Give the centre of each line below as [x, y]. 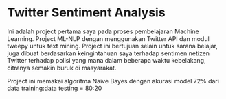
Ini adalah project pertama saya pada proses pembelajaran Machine [103, 31]
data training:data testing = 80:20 [55, 88]
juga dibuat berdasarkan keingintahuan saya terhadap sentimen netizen [109, 53]
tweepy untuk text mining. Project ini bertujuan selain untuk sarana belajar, [113, 46]
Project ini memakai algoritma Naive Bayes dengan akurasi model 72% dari [113, 81]
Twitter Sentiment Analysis [87, 13]
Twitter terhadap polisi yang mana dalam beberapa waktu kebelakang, [106, 60]
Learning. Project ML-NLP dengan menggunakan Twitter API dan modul [108, 38]
